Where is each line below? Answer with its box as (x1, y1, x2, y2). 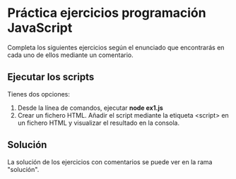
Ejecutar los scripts (7, 71, 95, 83)
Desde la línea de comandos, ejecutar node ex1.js (17, 104, 164, 112)
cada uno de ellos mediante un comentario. (7, 51, 134, 59)
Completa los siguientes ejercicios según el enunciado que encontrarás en (7, 43, 225, 51)
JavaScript (7, 20, 73, 36)
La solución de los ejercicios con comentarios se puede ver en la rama (7, 157, 213, 166)
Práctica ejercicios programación (7, 5, 206, 21)
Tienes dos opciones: (7, 89, 71, 98)
